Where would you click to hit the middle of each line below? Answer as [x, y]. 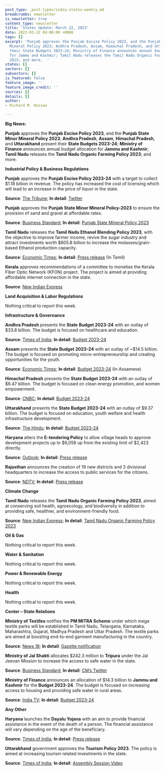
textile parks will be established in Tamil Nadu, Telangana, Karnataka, [75, 626]
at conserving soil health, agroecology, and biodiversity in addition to [75, 506]
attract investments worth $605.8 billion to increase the [61, 243]
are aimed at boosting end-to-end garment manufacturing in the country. [79, 637]
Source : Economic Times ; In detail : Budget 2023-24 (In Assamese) [73, 369]
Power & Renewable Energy [34, 573]
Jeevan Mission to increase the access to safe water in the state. [71, 661]
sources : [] [17, 92]
